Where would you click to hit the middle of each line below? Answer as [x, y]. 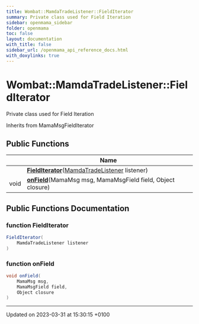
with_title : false [29, 45]
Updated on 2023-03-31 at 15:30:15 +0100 [58, 315]
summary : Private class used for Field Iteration [69, 17]
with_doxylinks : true [33, 56]
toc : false [20, 34]
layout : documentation [34, 39]
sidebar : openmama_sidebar [39, 22]
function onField [30, 264]
